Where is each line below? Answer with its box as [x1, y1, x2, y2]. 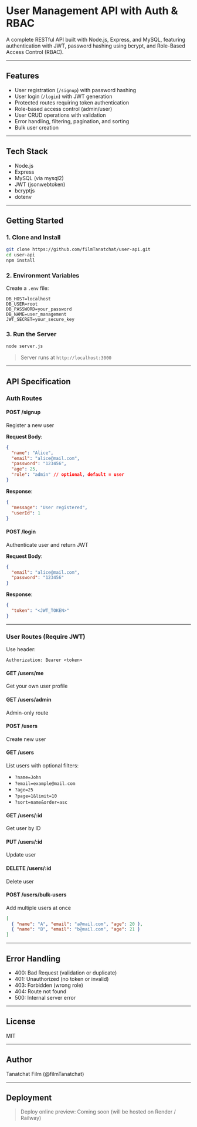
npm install [6, 258, 35, 263]
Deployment [6, 1093, 52, 1103]
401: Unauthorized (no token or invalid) [14, 976, 109, 983]
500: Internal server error [14, 994, 76, 1001]
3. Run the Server [6, 330, 57, 339]
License [6, 1017, 36, 1027]
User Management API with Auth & [6, 4, 178, 18]
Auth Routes [6, 394, 42, 402]
